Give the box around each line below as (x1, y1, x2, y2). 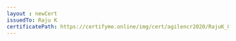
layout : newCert (6, 10, 58, 17)
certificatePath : (6, 23, 58, 30)
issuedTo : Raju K (6, 17, 58, 24)
